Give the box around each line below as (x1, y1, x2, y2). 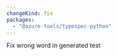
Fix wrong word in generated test (6, 42, 101, 50)
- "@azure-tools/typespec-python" (12, 23, 112, 29)
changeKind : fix (6, 10, 53, 17)
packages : (6, 16, 35, 23)
